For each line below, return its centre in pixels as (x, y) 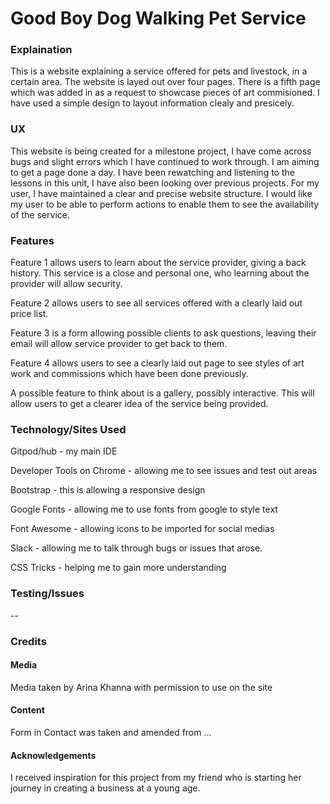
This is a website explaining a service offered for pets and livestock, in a (159, 71)
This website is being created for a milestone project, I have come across (161, 151)
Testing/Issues (47, 594)
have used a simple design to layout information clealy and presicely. (152, 103)
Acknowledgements (53, 755)
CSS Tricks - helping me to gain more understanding (118, 568)
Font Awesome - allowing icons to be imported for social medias (142, 529)
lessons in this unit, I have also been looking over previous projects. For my (165, 183)
